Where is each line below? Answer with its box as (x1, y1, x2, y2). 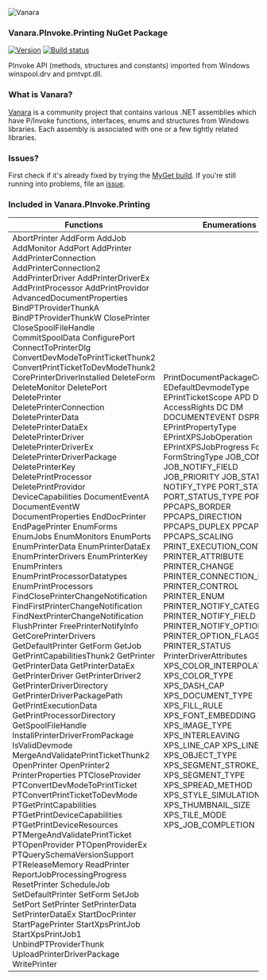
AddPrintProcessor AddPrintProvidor (12, 282, 149, 294)
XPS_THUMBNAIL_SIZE (163, 799, 251, 811)
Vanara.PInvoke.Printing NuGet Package (8, 27, 168, 38)
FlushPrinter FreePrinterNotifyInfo (12, 620, 139, 632)
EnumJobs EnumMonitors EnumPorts (12, 531, 152, 542)
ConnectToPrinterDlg (12, 342, 91, 353)
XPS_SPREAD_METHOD (163, 780, 253, 791)
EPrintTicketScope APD (163, 392, 251, 403)
